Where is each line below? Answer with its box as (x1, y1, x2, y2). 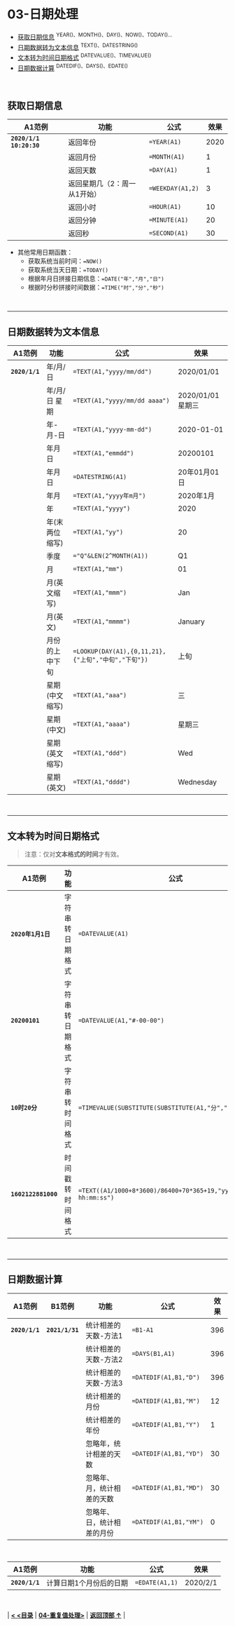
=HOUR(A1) (148, 203, 182, 211)
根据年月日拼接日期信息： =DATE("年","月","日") (27, 274, 164, 283)
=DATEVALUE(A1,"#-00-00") (78, 1016, 164, 1024)
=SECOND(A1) (148, 229, 189, 237)
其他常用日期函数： (17, 248, 73, 257)
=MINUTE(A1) (148, 216, 189, 224)
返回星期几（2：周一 (68, 179, 136, 189)
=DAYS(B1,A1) (131, 1350, 176, 1357)
